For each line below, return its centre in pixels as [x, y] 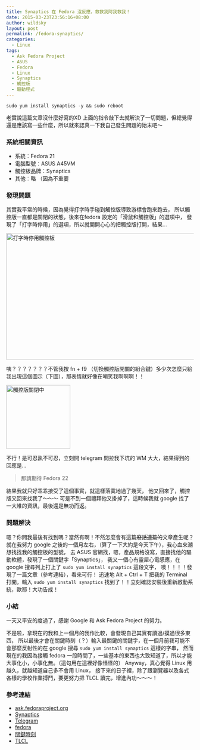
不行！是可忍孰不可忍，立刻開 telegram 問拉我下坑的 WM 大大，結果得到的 [98, 458]
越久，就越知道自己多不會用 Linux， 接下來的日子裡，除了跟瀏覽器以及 [93, 671]
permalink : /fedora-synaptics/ [45, 34]
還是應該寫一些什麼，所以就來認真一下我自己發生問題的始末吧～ [84, 125]
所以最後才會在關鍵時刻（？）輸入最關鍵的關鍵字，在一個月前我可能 [101, 641]
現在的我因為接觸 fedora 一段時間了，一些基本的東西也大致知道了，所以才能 [99, 656]
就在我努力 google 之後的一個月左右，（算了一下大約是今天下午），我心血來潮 [100, 545]
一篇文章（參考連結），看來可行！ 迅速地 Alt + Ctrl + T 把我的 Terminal [102, 574]
